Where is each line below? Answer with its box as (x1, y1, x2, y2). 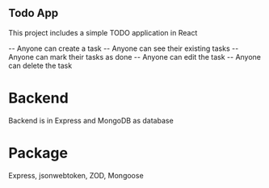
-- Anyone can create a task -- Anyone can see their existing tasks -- (8, 44, 239, 53)
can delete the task (8, 61, 73, 70)
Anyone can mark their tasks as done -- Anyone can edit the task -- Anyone (8, 52, 261, 61)
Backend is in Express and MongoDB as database (8, 115, 174, 125)
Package (8, 144, 69, 162)
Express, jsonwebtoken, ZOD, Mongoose (8, 170, 144, 180)
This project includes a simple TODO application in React (8, 27, 198, 37)
